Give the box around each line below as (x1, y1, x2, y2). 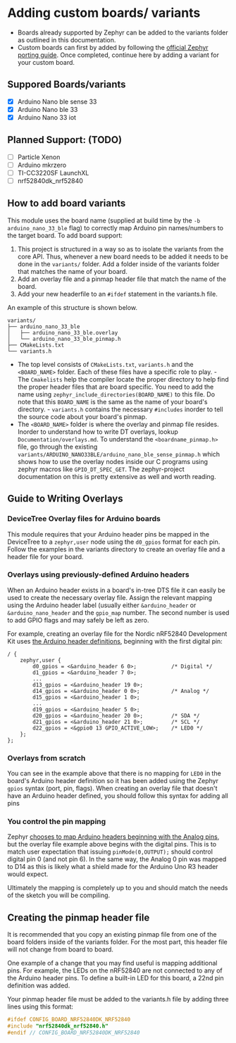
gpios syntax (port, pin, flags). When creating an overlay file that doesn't (7, 784, 218, 793)
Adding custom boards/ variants (7, 5, 201, 21)
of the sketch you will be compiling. (7, 891, 111, 899)
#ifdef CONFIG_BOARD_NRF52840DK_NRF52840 (7, 1016, 131, 1023)
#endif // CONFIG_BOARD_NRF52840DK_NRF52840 (7, 1029, 140, 1036)
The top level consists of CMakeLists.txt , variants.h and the (17, 360, 194, 368)
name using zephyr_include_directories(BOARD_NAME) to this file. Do (17, 389, 216, 399)
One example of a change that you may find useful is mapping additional (7, 959, 218, 968)
